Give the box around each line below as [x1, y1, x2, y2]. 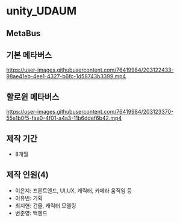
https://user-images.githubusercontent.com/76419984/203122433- [6, 66, 174, 73]
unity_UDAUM [6, 4, 77, 18]
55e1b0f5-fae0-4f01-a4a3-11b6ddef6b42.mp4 [6, 114, 122, 122]
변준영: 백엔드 [14, 209, 48, 217]
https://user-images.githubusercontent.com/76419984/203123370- [6, 108, 174, 116]
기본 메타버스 [6, 50, 52, 60]
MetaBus [6, 28, 41, 39]
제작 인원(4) [6, 170, 49, 180]
